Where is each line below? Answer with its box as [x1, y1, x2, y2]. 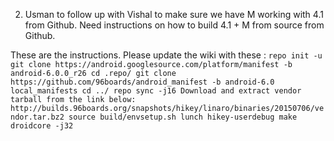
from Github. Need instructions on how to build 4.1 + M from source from [24, 19, 325, 31]
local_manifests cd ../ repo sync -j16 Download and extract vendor [10, 86, 302, 96]
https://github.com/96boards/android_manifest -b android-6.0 [10, 77, 275, 87]
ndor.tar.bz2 [10, 112, 65, 122]
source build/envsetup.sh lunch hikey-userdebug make [68, 112, 298, 122]
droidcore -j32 [10, 121, 74, 131]
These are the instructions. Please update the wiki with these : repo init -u [10, 49, 323, 61]
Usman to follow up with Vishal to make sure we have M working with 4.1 [24, 9, 324, 20]
